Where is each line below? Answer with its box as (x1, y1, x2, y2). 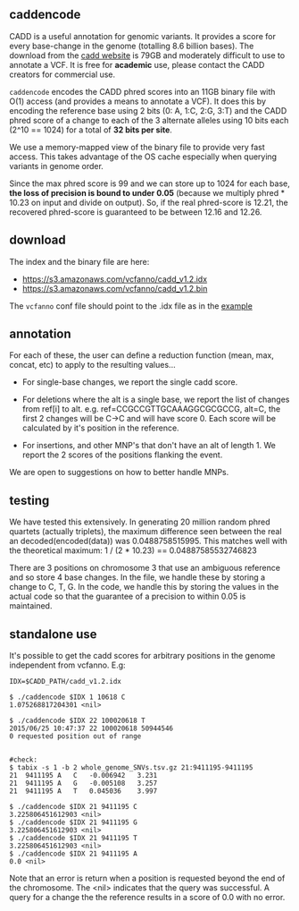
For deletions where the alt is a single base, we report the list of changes (21, 394, 290, 405)
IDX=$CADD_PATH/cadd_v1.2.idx (9, 677, 122, 686)
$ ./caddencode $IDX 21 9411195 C (9, 803, 138, 812)
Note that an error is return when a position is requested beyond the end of (9, 873, 286, 884)
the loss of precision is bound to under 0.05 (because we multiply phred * (9, 187, 286, 198)
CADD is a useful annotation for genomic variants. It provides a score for (9, 30, 277, 41)
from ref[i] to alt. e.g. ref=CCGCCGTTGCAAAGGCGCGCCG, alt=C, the (21, 404, 281, 414)
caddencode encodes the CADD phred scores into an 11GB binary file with (9, 86, 276, 97)
